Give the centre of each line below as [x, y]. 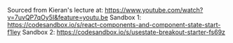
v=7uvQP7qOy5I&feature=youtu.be [58, 17]
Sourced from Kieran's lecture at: [55, 10]
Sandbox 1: [126, 17]
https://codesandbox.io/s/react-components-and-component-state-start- [114, 25]
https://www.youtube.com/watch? [154, 10]
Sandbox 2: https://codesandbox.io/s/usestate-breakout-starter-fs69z [124, 32]
